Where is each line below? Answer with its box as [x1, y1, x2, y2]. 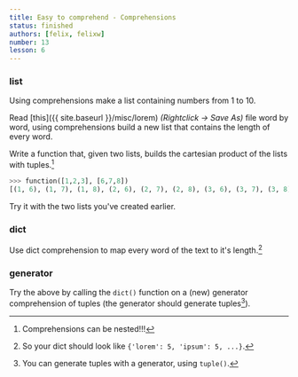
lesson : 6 [9, 46, 46, 55]
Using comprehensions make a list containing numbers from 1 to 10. [9, 95, 256, 106]
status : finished [9, 21, 74, 30]
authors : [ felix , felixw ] [9, 29, 105, 38]
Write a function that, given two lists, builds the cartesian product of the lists [9, 148, 288, 160]
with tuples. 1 [9, 158, 55, 170]
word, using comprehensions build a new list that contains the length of [9, 122, 271, 133]
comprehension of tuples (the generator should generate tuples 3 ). [9, 296, 251, 309]
